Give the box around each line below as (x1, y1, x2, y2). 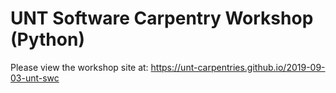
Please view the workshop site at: (10, 61, 149, 73)
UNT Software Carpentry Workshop (10, 7, 314, 30)
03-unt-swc (10, 72, 60, 84)
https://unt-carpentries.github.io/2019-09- (150, 61, 326, 73)
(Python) (10, 28, 85, 51)
